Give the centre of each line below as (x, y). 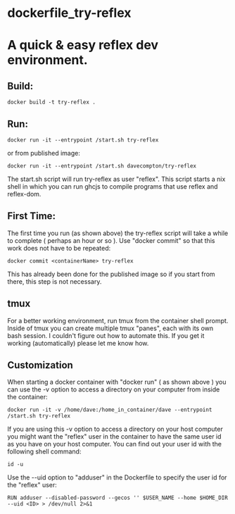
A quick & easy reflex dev (83, 45)
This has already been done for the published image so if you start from (112, 274)
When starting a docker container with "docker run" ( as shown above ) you (117, 382)
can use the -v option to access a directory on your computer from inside (114, 389)
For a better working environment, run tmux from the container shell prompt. (118, 320)
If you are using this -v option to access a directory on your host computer (115, 429)
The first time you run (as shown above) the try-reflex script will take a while (118, 233)
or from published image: (44, 153)
